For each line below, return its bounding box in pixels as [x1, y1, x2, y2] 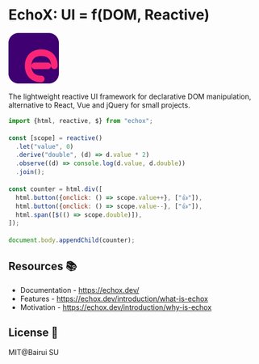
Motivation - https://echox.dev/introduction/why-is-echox [19, 302, 212, 312]
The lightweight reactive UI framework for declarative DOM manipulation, [8, 91, 252, 101]
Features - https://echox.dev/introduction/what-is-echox [19, 294, 208, 303]
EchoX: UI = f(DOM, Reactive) [8, 6, 210, 24]
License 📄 [8, 326, 59, 340]
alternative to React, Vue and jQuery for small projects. [8, 99, 191, 110]
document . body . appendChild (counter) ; [8, 236, 136, 244]
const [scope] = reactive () [8, 133, 103, 142]
